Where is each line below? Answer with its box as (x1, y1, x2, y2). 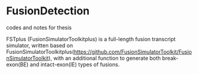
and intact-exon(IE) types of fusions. (29, 61, 120, 68)
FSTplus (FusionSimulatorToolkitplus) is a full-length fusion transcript (6, 35, 176, 42)
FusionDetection (6, 4, 90, 18)
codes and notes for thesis (6, 24, 72, 31)
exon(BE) (6, 61, 29, 68)
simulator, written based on (6, 42, 73, 49)
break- (162, 54, 179, 61)
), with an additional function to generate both (48, 54, 161, 61)
